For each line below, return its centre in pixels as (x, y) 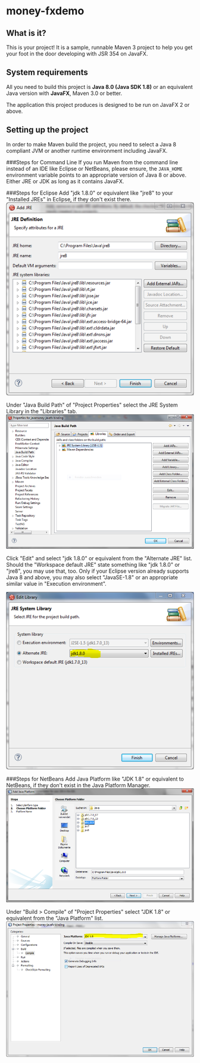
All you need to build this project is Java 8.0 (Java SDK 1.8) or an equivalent (100, 87)
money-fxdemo (45, 11)
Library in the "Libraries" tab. (42, 411)
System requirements (47, 73)
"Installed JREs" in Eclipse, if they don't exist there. (69, 199)
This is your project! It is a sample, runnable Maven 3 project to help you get (99, 47)
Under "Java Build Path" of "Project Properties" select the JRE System (92, 405)
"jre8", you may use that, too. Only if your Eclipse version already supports (98, 571)
